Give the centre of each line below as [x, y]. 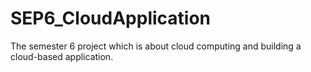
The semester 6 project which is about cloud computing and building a [156, 46]
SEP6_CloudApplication [111, 18]
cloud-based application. [62, 56]
